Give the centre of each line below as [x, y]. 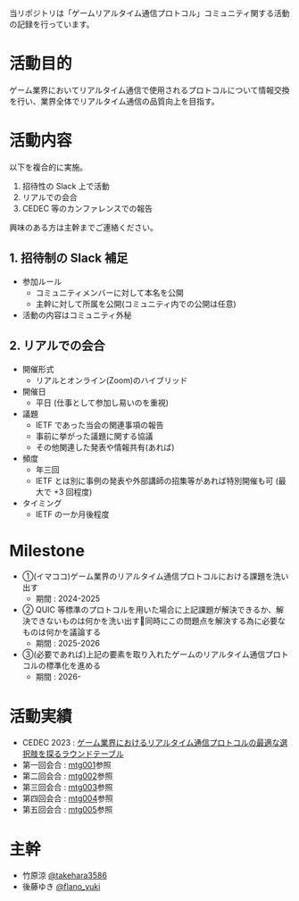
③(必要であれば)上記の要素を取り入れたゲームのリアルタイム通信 [144, 655]
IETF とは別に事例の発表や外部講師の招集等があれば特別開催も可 [154, 480]
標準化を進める [73, 666]
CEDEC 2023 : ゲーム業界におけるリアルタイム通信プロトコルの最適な [151, 743]
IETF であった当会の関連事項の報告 [100, 425]
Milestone [47, 551]
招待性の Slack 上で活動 [66, 186]
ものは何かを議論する [61, 632]
